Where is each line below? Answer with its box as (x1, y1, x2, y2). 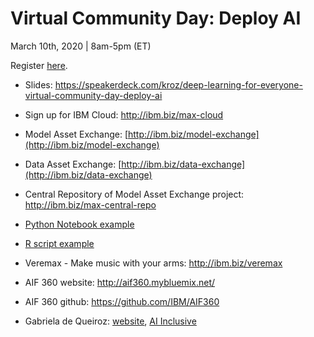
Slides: (24, 78, 53, 91)
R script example (24, 237, 95, 249)
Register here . (10, 59, 68, 71)
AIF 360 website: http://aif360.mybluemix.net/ (24, 276, 216, 288)
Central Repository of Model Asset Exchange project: (24, 188, 245, 200)
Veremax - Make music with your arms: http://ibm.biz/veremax (24, 257, 283, 269)
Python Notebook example (24, 218, 135, 230)
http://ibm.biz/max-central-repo (24, 198, 157, 211)
